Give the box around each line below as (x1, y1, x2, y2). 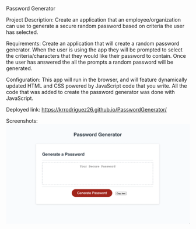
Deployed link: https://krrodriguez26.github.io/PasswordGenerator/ (6, 106, 167, 113)
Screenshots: (6, 117, 38, 124)
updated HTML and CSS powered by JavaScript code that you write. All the (6, 82, 187, 89)
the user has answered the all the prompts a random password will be (6, 58, 174, 65)
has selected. (6, 29, 38, 36)
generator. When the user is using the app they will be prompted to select (6, 46, 183, 53)
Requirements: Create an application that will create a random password (6, 40, 180, 47)
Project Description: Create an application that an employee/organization (6, 16, 181, 23)
